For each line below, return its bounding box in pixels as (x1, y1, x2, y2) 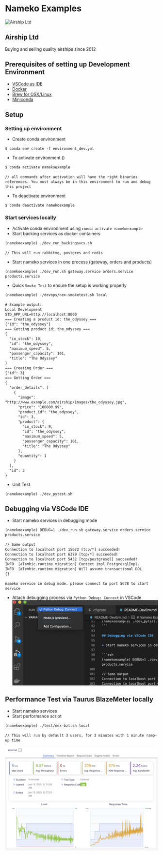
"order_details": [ (9, 385, 49, 390)
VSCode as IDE (12, 81, 43, 87)
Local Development (5, 307, 42, 312)
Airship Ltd (5, 33, 39, 41)
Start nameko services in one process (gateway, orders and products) (12, 259, 152, 265)
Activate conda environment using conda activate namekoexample (12, 225, 143, 231)
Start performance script (12, 713, 62, 719)
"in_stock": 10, (9, 336, 42, 341)
